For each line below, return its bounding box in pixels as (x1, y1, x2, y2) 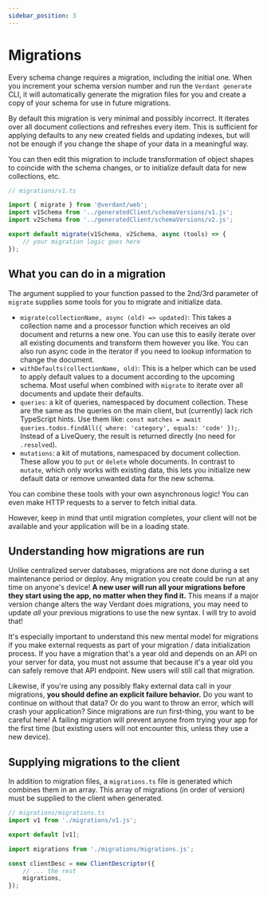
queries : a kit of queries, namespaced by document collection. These (19, 397, 249, 407)
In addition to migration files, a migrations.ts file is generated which (8, 776, 233, 786)
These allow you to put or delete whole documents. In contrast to (19, 456, 235, 466)
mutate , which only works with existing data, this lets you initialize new (19, 464, 251, 475)
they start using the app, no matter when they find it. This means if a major (8, 591, 259, 601)
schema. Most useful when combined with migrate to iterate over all (19, 380, 243, 389)
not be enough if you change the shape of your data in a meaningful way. (8, 139, 249, 148)
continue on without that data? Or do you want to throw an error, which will (8, 698, 253, 708)
